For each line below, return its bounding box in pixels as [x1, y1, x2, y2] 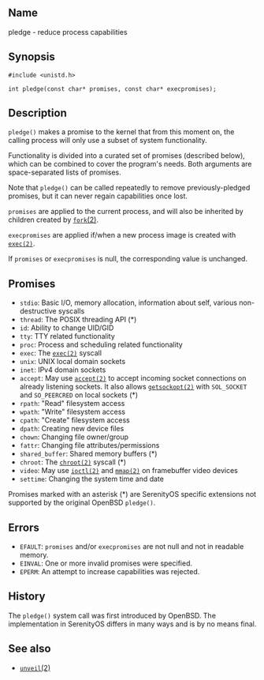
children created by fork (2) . [8, 215, 99, 224]
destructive [19, 306, 57, 316]
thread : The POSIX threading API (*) [19, 315, 137, 325]
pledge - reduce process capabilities [8, 27, 128, 36]
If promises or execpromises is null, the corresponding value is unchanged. [8, 254, 248, 264]
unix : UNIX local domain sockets [19, 357, 126, 366]
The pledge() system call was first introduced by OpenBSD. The [8, 610, 217, 620]
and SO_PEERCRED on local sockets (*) [19, 390, 139, 400]
